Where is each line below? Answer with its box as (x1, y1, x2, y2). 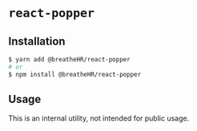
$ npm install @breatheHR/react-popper (8, 70, 142, 78)
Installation (8, 34, 66, 48)
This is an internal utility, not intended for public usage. (8, 113, 190, 123)
